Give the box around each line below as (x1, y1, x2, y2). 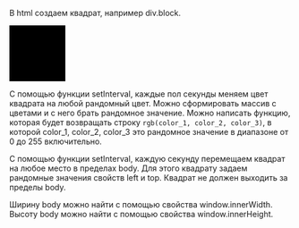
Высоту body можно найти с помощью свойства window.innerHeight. (9, 209, 274, 219)
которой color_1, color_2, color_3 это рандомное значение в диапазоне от (9, 127, 289, 137)
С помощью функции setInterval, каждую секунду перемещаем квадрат (9, 154, 286, 164)
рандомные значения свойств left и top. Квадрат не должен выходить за (9, 173, 288, 182)
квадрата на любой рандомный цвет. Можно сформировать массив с (9, 98, 278, 108)
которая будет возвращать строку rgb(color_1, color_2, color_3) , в (9, 117, 272, 128)
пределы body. (9, 182, 66, 192)
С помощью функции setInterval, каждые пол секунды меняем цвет (9, 89, 269, 99)
